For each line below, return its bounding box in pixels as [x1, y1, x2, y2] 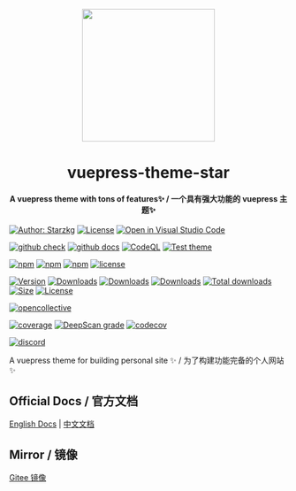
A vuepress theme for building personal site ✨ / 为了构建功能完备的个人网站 [9, 355, 285, 366]
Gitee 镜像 [9, 472, 47, 483]
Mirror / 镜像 [9, 447, 78, 462]
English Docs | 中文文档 [9, 418, 95, 429]
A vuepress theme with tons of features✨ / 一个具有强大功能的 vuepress [9, 193, 278, 203]
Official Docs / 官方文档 [9, 394, 139, 409]
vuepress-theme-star [67, 163, 230, 183]
